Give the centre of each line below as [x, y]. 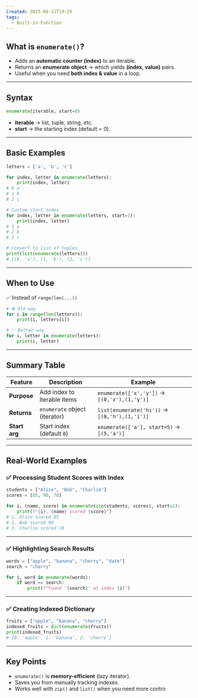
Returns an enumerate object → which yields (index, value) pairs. [95, 67]
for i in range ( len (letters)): [44, 314]
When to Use [30, 283]
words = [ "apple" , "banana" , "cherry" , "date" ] [66, 561]
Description [66, 382]
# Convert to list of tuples [42, 248]
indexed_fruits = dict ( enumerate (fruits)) [59, 627]
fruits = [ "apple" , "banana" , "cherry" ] [57, 621]
